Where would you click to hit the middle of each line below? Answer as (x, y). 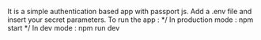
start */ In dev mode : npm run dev (64, 28)
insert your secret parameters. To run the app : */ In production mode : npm (130, 20)
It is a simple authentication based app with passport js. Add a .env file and (130, 11)
